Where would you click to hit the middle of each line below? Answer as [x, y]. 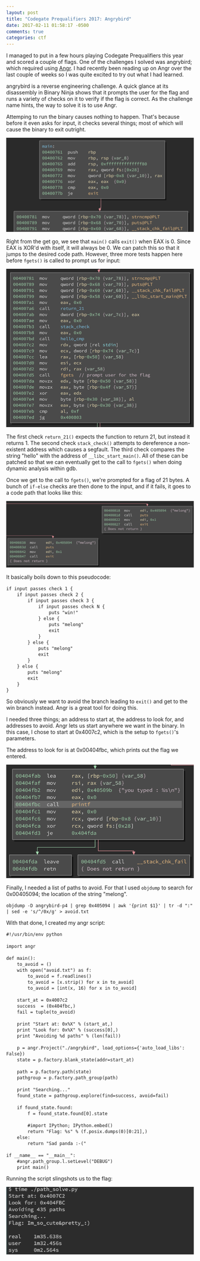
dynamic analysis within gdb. [42, 468]
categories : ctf [26, 38]
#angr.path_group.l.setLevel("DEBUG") [65, 1161]
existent [16, 449]
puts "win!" [63, 613]
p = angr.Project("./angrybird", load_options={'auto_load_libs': [101, 1048]
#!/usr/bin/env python [34, 934]
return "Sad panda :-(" [57, 1143]
